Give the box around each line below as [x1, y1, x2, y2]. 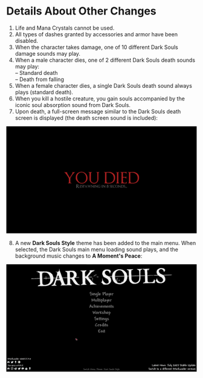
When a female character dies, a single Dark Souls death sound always [14, 82, 192, 89]
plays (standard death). [14, 88, 74, 96]
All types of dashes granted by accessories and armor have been [14, 30, 178, 37]
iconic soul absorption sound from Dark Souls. [14, 101, 131, 108]
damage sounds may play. [14, 50, 80, 57]
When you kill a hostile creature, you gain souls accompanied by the [14, 95, 185, 102]
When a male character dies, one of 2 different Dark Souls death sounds [14, 56, 195, 64]
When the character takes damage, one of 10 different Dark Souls [14, 44, 178, 51]
